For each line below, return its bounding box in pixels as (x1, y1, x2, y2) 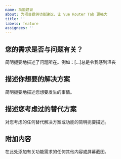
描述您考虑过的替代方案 (5, 105, 77, 114)
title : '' (5, 16, 26, 21)
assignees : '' (5, 26, 35, 31)
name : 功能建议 (5, 7, 34, 12)
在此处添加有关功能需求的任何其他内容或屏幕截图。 (5, 149, 109, 155)
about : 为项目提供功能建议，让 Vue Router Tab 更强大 (5, 12, 108, 17)
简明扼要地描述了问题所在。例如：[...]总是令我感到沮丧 (5, 59, 116, 65)
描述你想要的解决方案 (5, 75, 70, 83)
